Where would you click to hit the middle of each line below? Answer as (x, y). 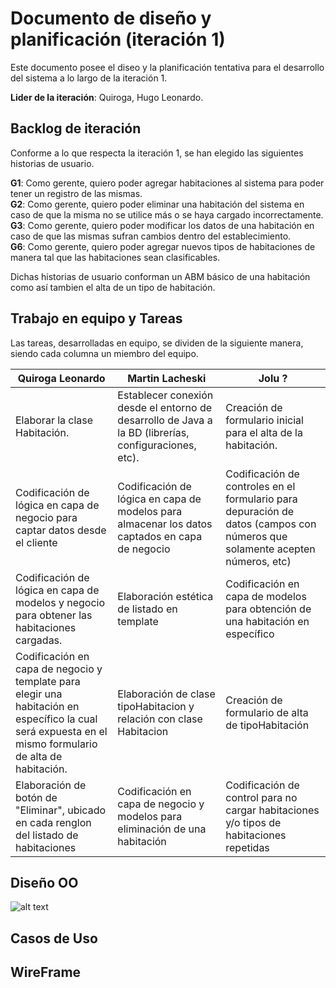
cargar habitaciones (272, 810)
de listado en (147, 609)
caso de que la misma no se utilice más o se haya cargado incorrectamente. (167, 214)
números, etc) (258, 561)
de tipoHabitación (267, 725)
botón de (36, 797)
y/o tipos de (253, 822)
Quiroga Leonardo (61, 378)
